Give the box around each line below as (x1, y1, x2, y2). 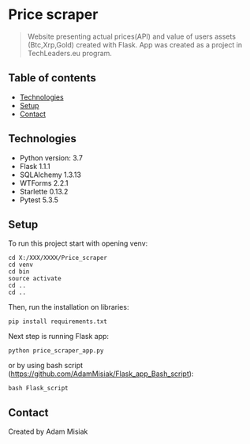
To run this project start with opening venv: (8, 239, 148, 248)
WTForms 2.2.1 (19, 178, 69, 187)
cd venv (8, 261, 34, 269)
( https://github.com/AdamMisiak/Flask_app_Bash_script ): (8, 369, 194, 378)
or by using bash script (8, 361, 84, 371)
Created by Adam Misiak (8, 427, 88, 436)
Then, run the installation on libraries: (8, 303, 129, 312)
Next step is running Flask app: (8, 332, 109, 341)
